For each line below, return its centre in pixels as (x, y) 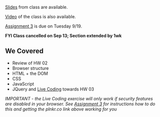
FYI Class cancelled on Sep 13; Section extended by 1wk (63, 36)
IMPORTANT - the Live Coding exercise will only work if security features (79, 98)
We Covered (24, 51)
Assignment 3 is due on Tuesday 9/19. (44, 26)
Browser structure (30, 68)
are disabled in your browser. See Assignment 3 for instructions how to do (80, 104)
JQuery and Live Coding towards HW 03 (53, 89)
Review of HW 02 (30, 63)
